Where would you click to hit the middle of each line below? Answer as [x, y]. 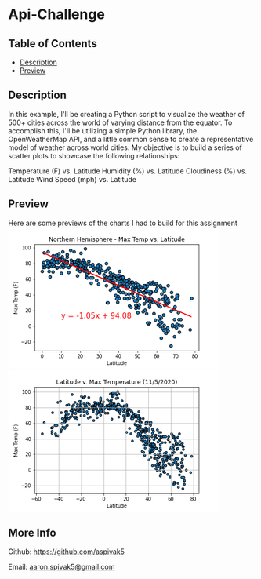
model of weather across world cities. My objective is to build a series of [125, 147]
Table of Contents [53, 44]
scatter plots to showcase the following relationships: [94, 155]
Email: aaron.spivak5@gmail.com [62, 567]
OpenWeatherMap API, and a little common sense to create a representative [131, 139]
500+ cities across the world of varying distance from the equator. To [120, 122]
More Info [32, 533]
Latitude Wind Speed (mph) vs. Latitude [72, 179]
